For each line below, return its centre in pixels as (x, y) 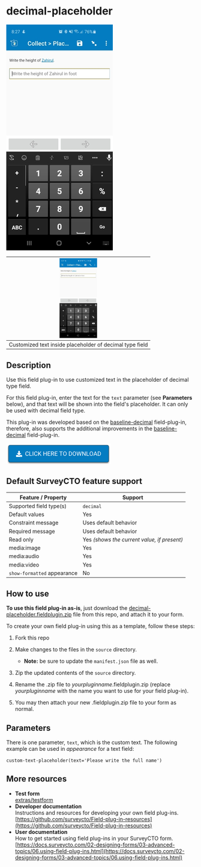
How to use (28, 593)
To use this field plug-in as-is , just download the (67, 608)
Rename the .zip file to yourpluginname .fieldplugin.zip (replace (93, 685)
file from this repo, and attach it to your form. (128, 615)
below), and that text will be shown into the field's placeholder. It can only (97, 404)
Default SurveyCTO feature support (74, 481)
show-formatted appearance (43, 573)
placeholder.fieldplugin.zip (39, 615)
